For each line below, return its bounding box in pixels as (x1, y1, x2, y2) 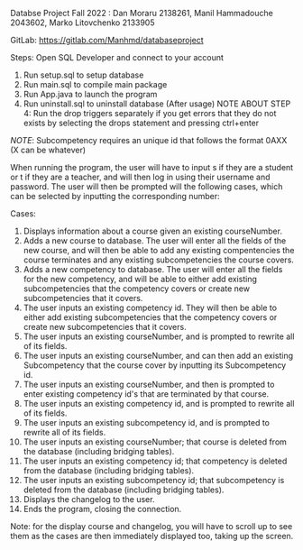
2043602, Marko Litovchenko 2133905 (10, 17, 156, 28)
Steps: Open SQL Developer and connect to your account (10, 52, 225, 62)
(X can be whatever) (10, 144, 87, 155)
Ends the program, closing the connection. (23, 504, 182, 514)
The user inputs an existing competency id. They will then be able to (23, 302, 278, 313)
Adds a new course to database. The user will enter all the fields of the (23, 235, 287, 246)
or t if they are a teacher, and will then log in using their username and (10, 171, 271, 182)
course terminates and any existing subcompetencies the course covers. (23, 254, 294, 265)
